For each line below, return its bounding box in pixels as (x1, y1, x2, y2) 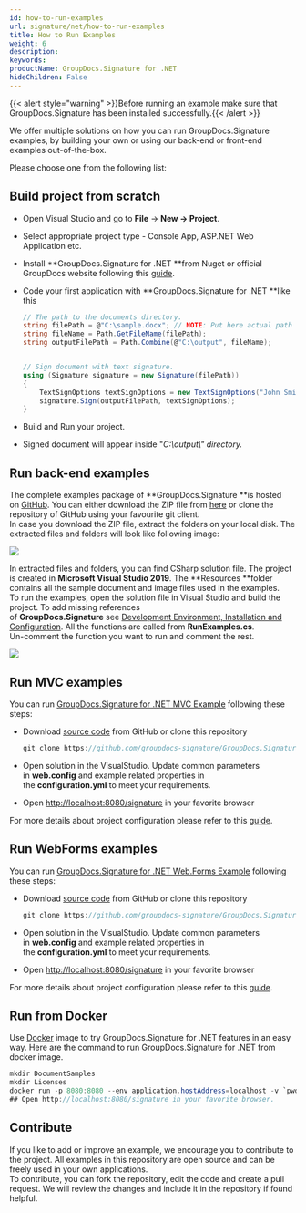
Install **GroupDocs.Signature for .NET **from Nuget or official (22, 257, 262, 269)
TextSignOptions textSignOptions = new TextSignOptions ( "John (39, 388, 280, 397)
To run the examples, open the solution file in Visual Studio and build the (9, 592, 280, 603)
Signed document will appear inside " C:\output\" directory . (22, 439, 243, 450)
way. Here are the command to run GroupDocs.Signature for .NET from (9, 1042, 276, 1053)
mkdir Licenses (9, 1078, 67, 1087)
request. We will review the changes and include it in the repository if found (9, 1183, 293, 1194)
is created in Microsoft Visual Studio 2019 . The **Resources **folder (9, 573, 273, 584)
